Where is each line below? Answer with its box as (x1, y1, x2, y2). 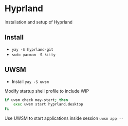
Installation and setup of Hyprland (4, 19, 73, 25)
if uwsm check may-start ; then (4, 97, 68, 103)
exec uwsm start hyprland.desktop (13, 102, 83, 107)
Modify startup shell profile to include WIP (4, 88, 89, 94)
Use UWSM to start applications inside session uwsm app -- (4, 115, 124, 121)
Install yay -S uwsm (11, 79, 49, 84)
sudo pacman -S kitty (11, 52, 55, 57)
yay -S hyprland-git (11, 47, 54, 52)
